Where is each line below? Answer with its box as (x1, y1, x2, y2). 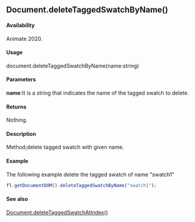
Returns (6, 103, 27, 110)
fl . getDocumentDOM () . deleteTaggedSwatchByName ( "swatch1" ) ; (6, 182, 157, 188)
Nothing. (6, 117, 28, 124)
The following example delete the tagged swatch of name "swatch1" (6, 171, 175, 178)
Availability (6, 21, 35, 29)
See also (6, 196, 28, 203)
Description (6, 130, 37, 137)
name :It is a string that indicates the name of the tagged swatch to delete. (6, 90, 189, 96)
